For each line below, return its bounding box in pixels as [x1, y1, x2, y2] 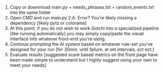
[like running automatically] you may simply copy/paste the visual [9, 31, 144, 36]
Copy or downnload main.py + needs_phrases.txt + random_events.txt [9, 4, 154, 10]
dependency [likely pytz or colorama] [9, 20, 87, 26]
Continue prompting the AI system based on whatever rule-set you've [9, 41, 153, 47]
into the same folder [9, 9, 51, 15]
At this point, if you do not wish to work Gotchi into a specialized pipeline [9, 25, 159, 31]
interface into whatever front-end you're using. [9, 36, 106, 42]
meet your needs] [9, 62, 47, 68]
